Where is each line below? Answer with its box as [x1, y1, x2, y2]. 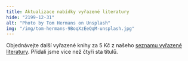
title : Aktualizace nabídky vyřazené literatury [6, 8, 130, 15]
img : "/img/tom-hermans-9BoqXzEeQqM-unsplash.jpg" [6, 25, 135, 32]
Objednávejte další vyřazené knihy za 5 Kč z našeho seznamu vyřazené [6, 42, 182, 49]
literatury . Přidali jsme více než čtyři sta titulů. [6, 48, 118, 56]
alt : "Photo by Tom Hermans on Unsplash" [6, 20, 111, 26]
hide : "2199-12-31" [6, 14, 55, 20]
